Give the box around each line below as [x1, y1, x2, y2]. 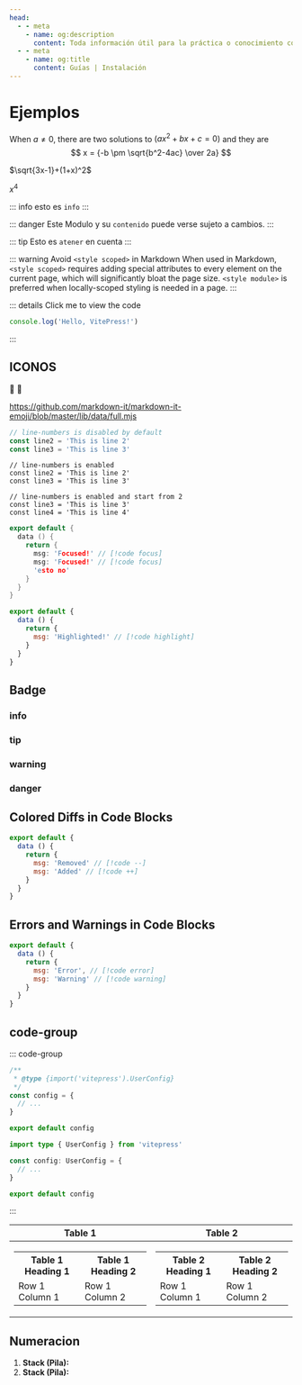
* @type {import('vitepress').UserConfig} [13, 1073, 175, 1083]
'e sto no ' [32, 566, 70, 575]
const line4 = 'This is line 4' [9, 508, 130, 518]
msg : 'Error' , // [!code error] [32, 965, 155, 975]
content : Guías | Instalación [32, 64, 147, 73]
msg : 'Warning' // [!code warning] [32, 974, 167, 983]
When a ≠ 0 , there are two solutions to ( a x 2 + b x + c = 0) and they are [9, 131, 270, 144]
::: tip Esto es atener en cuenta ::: [9, 236, 132, 248]
